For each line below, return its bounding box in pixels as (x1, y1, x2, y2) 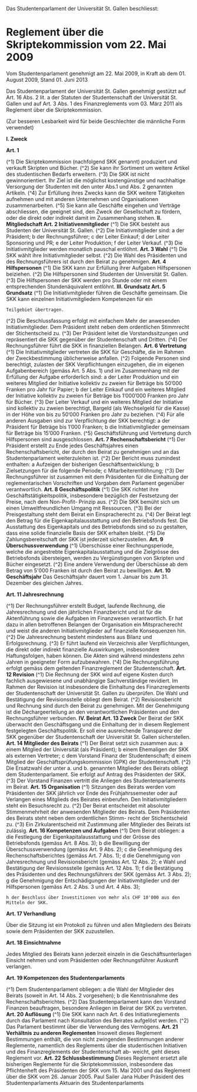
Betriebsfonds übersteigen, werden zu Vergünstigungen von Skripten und (6, 554, 185, 561)
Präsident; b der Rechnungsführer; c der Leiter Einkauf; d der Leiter (6, 233, 169, 240)
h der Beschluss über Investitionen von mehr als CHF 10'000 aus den (6, 895, 181, 900)
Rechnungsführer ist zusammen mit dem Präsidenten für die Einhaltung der (6, 473, 189, 480)
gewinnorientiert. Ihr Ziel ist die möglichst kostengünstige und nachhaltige (6, 176, 186, 184)
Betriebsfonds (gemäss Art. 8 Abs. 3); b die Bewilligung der (6, 839, 150, 846)
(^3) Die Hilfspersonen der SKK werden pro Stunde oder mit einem (6, 276, 168, 284)
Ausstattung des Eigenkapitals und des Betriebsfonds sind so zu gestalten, (6, 523, 188, 530)
